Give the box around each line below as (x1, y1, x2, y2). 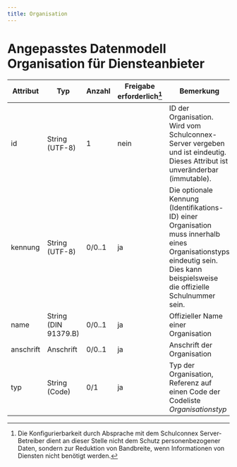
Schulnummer (169, 290, 216, 300)
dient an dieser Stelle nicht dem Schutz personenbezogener (46, 436, 221, 444)
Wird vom (169, 120, 201, 130)
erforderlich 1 (117, 89, 163, 101)
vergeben (193, 138, 225, 148)
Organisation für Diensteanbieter (7, 56, 205, 71)
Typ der (169, 360, 195, 370)
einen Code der (169, 387, 221, 397)
